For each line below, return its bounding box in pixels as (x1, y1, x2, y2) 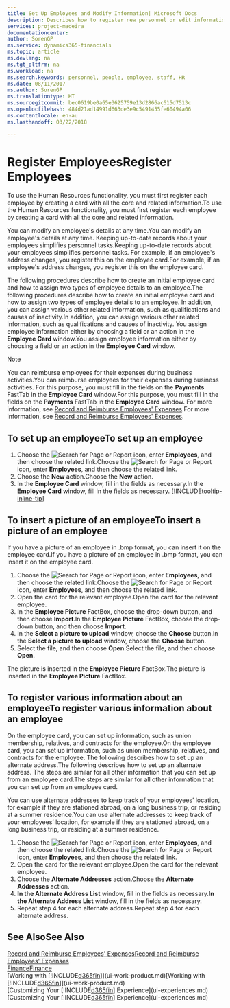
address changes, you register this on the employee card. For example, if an (7, 255, 220, 264)
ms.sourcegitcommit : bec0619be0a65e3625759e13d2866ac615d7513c (7, 100, 192, 106)
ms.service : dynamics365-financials (7, 42, 112, 49)
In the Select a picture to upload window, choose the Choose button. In (16, 630, 218, 638)
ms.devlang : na (7, 55, 51, 62)
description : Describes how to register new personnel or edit (7, 16, 192, 23)
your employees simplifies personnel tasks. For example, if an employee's (7, 249, 216, 257)
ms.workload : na (7, 67, 53, 74)
